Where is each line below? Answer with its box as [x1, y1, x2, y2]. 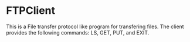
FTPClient [6, 4, 56, 17]
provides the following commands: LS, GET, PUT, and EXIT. [6, 29, 150, 36]
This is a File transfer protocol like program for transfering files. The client [6, 23, 184, 30]
